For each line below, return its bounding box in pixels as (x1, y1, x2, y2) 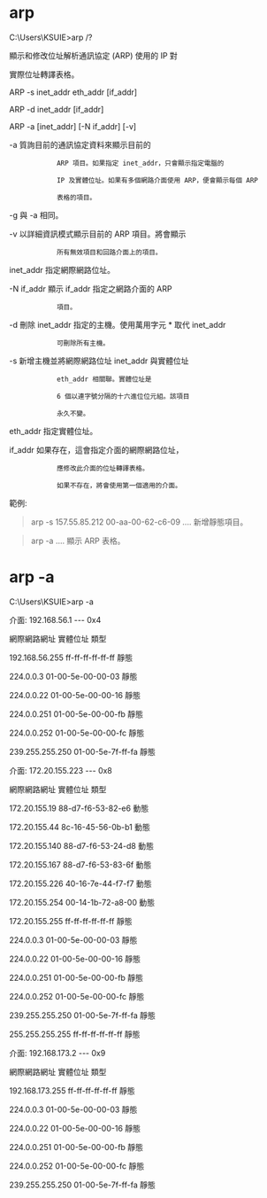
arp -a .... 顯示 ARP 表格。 (30, 535, 126, 546)
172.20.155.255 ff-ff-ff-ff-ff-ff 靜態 (9, 915, 133, 926)
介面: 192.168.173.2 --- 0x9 (9, 1047, 106, 1058)
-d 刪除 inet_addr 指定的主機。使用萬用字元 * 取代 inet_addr (9, 319, 226, 330)
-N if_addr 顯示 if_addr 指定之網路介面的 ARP (9, 283, 172, 294)
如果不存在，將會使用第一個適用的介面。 (56, 481, 182, 490)
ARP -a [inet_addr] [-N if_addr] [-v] (9, 121, 137, 131)
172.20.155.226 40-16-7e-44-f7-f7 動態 (9, 878, 152, 889)
